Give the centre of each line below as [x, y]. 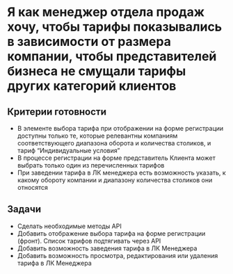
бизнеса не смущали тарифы [97, 71]
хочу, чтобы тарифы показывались [115, 27]
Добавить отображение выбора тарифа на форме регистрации [111, 233]
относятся [33, 187]
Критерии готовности [57, 112]
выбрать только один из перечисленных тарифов [91, 165]
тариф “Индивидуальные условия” [69, 151]
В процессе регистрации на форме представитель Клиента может [116, 158]
